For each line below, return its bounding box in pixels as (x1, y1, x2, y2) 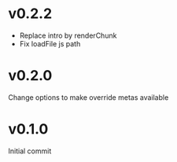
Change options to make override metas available (8, 92, 169, 102)
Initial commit (8, 146, 52, 156)
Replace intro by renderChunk (19, 31, 117, 40)
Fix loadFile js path (19, 39, 81, 48)
